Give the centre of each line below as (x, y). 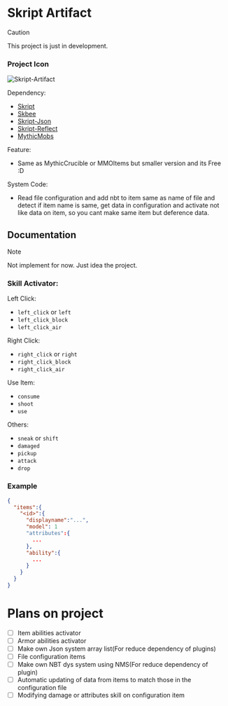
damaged (28, 446)
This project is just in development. (58, 46)
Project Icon (28, 64)
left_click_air (40, 328)
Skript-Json (34, 121)
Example (22, 486)
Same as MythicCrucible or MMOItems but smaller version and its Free (119, 163)
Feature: (19, 150)
